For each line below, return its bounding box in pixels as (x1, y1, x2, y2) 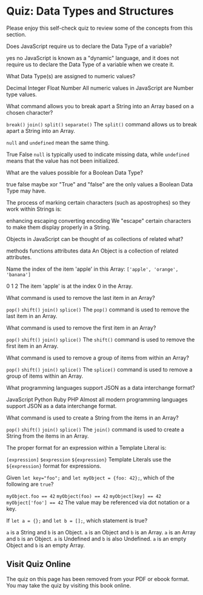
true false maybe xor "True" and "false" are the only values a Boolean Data (6, 180, 193, 188)
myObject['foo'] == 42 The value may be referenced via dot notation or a (6, 498, 190, 506)
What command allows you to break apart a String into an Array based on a (6, 102, 194, 110)
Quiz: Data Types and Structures (6, 4, 174, 18)
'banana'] (6, 271, 32, 277)
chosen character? (6, 109, 53, 116)
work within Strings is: (6, 205, 62, 212)
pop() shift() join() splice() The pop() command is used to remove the (6, 305, 190, 313)
